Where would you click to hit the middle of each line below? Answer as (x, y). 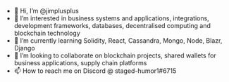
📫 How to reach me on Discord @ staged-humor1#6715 (95, 71)
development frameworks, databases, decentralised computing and (112, 26)
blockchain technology (47, 33)
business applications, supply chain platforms (80, 63)
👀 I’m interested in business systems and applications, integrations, (111, 18)
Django (24, 48)
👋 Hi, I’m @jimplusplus (46, 11)
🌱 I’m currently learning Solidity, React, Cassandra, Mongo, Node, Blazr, (118, 41)
